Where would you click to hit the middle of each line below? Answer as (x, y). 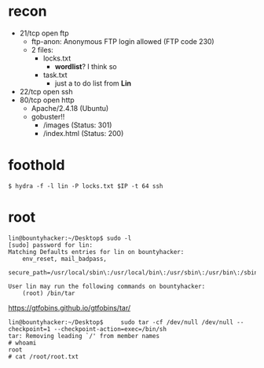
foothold (37, 166)
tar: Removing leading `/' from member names (84, 336)
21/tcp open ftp (44, 33)
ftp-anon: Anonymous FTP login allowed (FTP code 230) (123, 41)
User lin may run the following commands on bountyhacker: (107, 286)
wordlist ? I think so (86, 66)
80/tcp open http (47, 100)
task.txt (55, 75)
